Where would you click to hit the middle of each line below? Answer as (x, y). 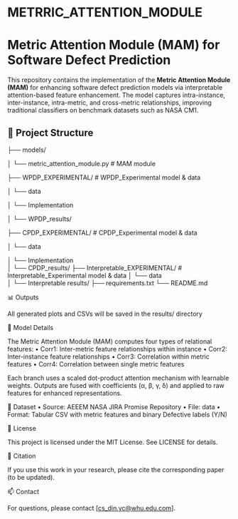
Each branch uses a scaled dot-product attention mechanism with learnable (118, 378)
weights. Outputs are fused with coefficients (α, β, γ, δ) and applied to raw (116, 385)
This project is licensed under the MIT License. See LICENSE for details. (113, 442)
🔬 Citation (22, 456)
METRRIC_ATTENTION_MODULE (105, 12)
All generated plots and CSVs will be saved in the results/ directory (105, 314)
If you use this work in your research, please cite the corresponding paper (116, 469)
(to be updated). (31, 477)
